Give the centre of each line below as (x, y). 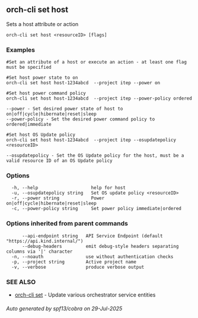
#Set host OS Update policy (41, 135)
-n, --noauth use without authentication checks (92, 257)
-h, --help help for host (69, 188)
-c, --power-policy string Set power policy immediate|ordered (97, 209)
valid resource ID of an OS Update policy (59, 161)
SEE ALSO (21, 282)
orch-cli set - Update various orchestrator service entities (85, 295)
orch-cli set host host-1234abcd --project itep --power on (83, 83)
